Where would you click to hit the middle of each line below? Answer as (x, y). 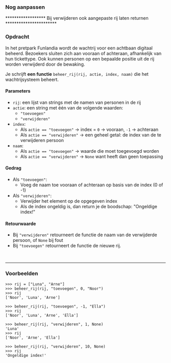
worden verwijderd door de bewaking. (45, 64)
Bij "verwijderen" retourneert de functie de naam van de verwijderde (85, 235)
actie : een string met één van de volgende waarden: (68, 107)
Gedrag (13, 168)
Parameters (18, 91)
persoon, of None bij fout (38, 240)
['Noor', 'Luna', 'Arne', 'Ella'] (42, 315)
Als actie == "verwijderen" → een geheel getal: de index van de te (91, 135)
